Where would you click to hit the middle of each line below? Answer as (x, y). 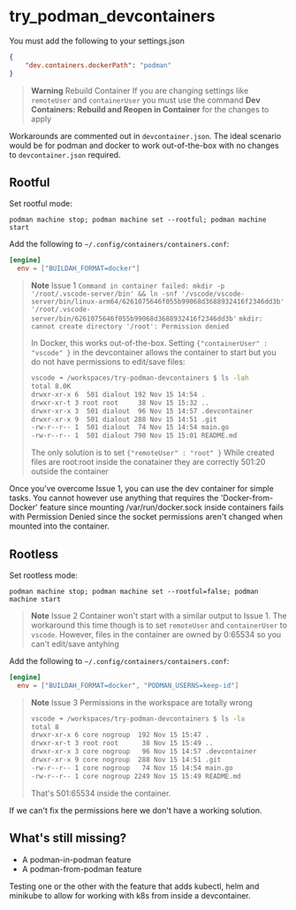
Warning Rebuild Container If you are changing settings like (140, 90)
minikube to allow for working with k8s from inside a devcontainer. (130, 895)
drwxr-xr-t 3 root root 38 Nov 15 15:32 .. (120, 403)
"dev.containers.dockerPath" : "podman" (99, 65)
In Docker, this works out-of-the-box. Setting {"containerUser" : (149, 343)
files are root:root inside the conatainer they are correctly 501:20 (148, 462)
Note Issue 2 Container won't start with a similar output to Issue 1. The (159, 615)
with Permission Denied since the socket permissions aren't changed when (146, 517)
